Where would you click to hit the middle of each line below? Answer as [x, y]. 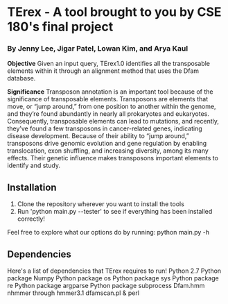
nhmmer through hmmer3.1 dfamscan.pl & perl [73, 293]
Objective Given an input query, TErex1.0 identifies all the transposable [108, 64]
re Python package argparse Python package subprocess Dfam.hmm [106, 286]
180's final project [60, 27]
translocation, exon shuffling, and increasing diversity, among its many [108, 151]
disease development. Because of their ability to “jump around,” [98, 136]
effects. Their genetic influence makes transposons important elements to [113, 158]
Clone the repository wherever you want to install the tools [101, 204]
